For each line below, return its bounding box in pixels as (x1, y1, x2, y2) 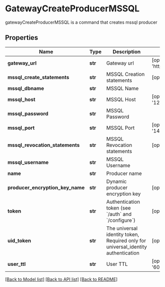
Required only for (106, 237, 146, 244)
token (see (106, 204, 131, 211)
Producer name (106, 170, 142, 177)
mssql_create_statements (7, 73, 70, 80)
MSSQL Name (106, 85, 139, 92)
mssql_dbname (7, 85, 44, 92)
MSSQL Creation (106, 71, 145, 77)
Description (112, 48, 141, 55)
